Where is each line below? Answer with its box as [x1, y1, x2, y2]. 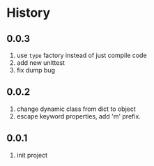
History [6, 5, 51, 21]
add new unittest [16, 59, 66, 67]
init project [16, 151, 48, 159]
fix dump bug [16, 66, 56, 74]
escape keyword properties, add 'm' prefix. [16, 112, 141, 120]
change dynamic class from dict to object [16, 105, 137, 113]
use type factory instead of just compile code [16, 51, 147, 59]
